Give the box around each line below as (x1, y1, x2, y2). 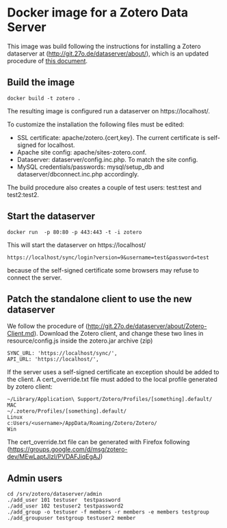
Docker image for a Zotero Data (7, 5, 189, 21)
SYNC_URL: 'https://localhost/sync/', (7, 350, 118, 357)
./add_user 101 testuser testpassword (7, 496, 121, 504)
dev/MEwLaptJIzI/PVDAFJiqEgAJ (7, 452, 101, 461)
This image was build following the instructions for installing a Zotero (7, 42, 201, 50)
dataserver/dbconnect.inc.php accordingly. (16, 170, 139, 178)
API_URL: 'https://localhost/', (7, 356, 99, 363)
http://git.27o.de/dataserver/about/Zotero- (88, 322, 207, 330)
